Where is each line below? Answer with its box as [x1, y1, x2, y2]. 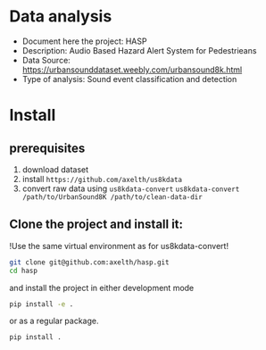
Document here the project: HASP [21, 36, 147, 46]
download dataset [21, 163, 89, 175]
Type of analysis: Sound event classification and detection [21, 73, 237, 84]
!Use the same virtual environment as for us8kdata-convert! [9, 240, 229, 251]
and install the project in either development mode [9, 282, 195, 293]
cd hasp [9, 266, 38, 275]
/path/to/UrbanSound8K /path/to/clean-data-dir [21, 192, 203, 202]
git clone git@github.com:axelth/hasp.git [9, 257, 170, 267]
